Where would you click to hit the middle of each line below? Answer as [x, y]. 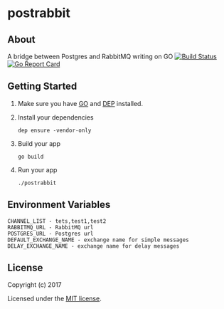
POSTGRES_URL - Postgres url [50, 234]
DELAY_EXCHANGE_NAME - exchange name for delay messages [94, 246]
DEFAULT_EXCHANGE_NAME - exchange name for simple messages [98, 240]
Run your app [37, 169]
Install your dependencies [55, 117]
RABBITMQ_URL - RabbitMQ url [50, 227]
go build [31, 157]
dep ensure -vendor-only [54, 130]
